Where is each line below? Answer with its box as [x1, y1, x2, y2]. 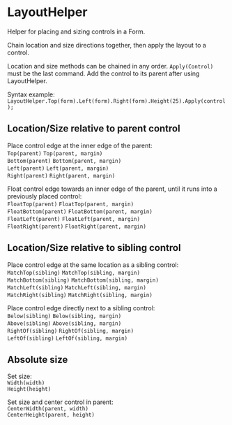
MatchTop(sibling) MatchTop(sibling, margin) [7, 269, 141, 276]
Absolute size [7, 354, 68, 366]
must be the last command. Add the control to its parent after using [7, 69, 200, 78]
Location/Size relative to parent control [7, 123, 180, 135]
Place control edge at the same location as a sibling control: [7, 260, 179, 269]
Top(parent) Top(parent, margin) [7, 150, 103, 157]
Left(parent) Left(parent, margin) [7, 165, 109, 172]
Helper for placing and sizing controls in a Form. [7, 27, 146, 36]
